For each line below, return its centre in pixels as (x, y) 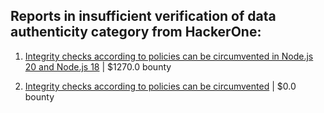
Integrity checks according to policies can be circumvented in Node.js (169, 56)
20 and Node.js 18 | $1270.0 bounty (98, 66)
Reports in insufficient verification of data (143, 16)
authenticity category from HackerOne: (136, 32)
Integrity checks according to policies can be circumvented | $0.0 (160, 86)
